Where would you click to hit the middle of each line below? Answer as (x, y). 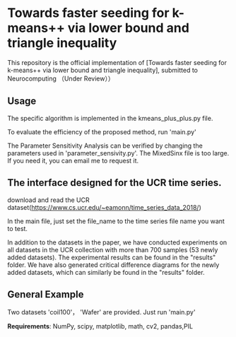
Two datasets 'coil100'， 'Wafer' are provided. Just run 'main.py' (101, 312)
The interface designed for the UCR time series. (114, 183)
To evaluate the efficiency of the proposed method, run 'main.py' (102, 131)
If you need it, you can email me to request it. (73, 160)
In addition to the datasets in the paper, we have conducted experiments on (117, 242)
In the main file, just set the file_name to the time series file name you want (116, 221)
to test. (18, 228)
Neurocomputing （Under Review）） (61, 78)
